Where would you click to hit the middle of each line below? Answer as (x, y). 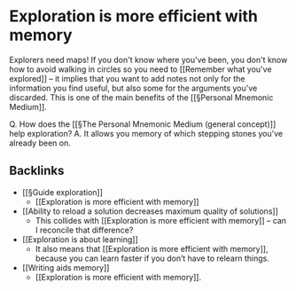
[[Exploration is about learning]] (80, 239)
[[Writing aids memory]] (66, 267)
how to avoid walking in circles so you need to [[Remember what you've (140, 69)
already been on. (40, 143)
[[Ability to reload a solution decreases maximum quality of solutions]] (150, 211)
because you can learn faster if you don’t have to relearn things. (152, 258)
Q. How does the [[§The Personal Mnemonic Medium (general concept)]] (143, 124)
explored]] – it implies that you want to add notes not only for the (127, 78)
